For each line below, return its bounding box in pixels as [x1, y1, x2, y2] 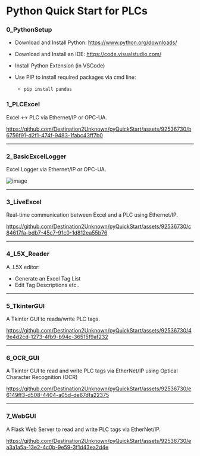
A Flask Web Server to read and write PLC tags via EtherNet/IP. [6, 426, 161, 433]
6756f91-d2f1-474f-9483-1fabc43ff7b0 [6, 131, 103, 138]
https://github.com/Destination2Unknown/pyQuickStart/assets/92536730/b [6, 125, 192, 133]
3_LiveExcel [6, 198, 42, 206]
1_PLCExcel [6, 100, 40, 109]
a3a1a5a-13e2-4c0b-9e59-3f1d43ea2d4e [6, 443, 109, 451]
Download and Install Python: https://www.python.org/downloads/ [14, 39, 177, 46]
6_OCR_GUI [6, 353, 40, 362]
